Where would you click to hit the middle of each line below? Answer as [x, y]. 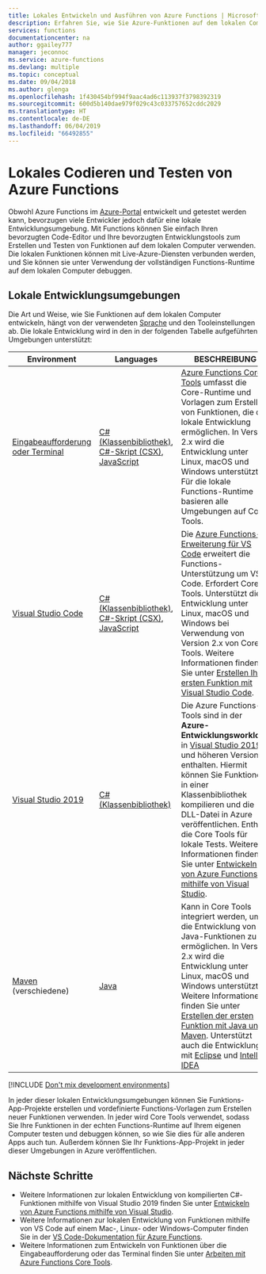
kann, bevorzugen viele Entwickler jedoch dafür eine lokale [105, 220]
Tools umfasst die [214, 383]
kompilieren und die [218, 805]
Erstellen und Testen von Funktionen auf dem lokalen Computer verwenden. [132, 245]
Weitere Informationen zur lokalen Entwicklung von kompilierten [124, 1195]
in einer [195, 785]
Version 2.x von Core [220, 643]
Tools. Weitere [207, 653]
